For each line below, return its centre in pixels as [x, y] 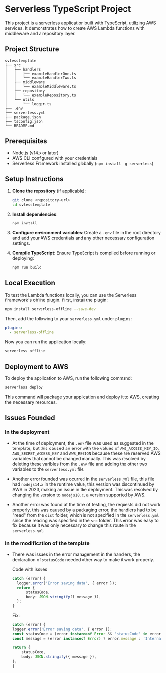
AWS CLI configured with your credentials [55, 158]
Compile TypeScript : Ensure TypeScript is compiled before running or [84, 253]
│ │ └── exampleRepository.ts [41, 95]
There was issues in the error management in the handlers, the [76, 554]
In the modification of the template [47, 543]
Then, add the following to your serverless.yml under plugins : [69, 318]
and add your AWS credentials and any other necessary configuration [83, 238]
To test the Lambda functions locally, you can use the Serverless [71, 295]
